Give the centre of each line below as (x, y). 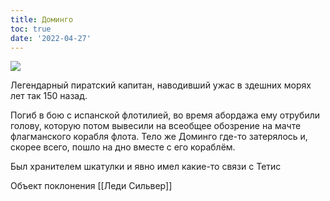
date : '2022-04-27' (51, 38)
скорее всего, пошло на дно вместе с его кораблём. (123, 147)
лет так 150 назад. (49, 96)
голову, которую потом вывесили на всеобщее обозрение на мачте (156, 126)
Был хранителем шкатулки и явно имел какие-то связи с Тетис (146, 167)
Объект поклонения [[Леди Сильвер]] (91, 186)
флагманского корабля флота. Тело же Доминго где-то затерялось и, (159, 137)
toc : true (31, 29)
